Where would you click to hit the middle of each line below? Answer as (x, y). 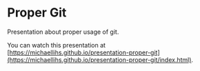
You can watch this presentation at (56, 45)
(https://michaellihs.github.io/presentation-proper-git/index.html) (99, 59)
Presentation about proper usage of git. (63, 32)
